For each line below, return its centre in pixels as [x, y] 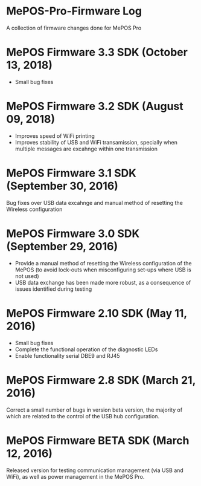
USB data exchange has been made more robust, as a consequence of [103, 282]
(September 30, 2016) [62, 186]
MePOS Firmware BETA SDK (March [98, 440]
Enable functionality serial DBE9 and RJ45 [67, 355]
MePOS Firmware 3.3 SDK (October [97, 52]
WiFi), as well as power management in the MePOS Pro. [75, 476]
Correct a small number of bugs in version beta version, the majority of [94, 410]
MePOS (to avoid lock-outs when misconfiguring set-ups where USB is [103, 270]
